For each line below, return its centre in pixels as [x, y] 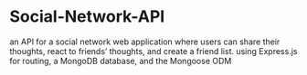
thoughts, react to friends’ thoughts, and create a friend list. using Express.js [153, 51]
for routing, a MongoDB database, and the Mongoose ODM [121, 61]
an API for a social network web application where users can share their [145, 42]
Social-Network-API [87, 17]
